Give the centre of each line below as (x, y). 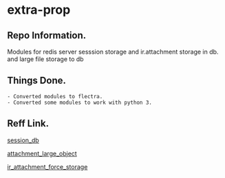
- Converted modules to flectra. (55, 96)
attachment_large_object (42, 153)
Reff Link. (28, 123)
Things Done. (37, 81)
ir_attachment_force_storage (47, 166)
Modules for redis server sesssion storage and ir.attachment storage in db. (113, 52)
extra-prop (39, 10)
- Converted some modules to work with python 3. (80, 102)
